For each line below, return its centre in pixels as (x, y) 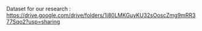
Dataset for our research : (39, 9)
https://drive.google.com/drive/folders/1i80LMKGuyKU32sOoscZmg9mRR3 (101, 15)
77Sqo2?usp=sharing (33, 22)
